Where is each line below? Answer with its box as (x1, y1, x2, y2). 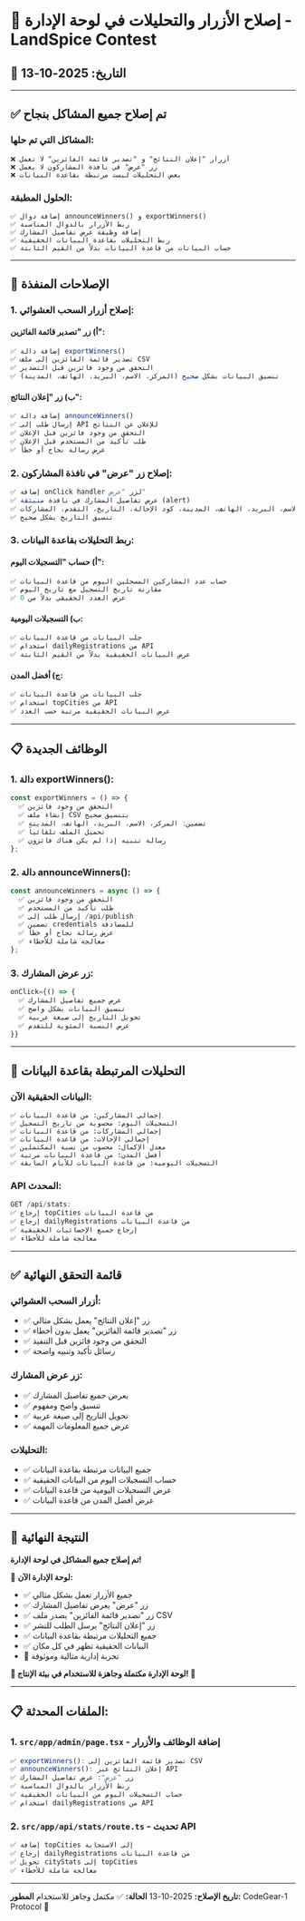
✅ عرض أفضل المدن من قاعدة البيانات (23, 1495, 155, 1506)
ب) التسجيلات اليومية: (10, 613, 84, 624)
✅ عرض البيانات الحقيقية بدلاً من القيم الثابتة (10, 650, 191, 659)
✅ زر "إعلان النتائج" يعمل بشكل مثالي (23, 1315, 150, 1326)
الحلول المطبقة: (10, 191, 73, 204)
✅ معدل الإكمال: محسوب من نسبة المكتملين (10, 1143, 167, 1152)
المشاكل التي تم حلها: (10, 133, 94, 146)
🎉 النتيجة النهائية (10, 1530, 89, 1546)
